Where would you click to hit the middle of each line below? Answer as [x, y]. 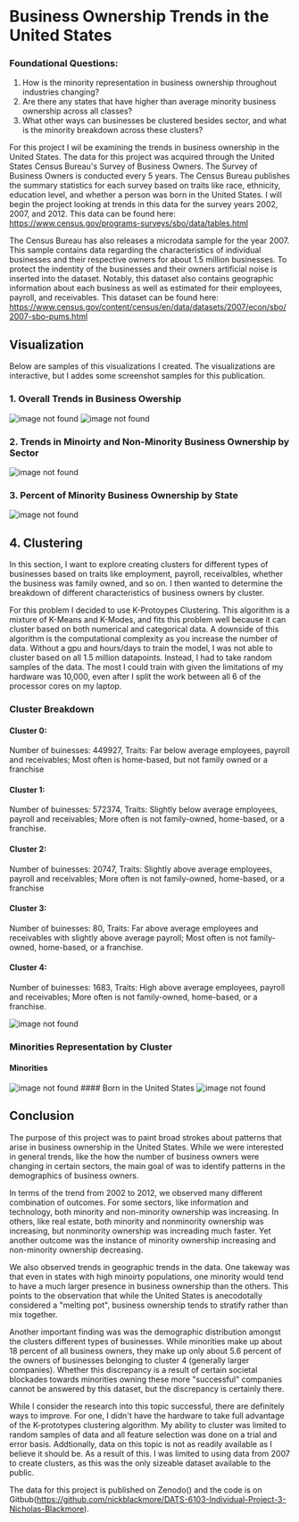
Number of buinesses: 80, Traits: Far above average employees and [134, 928]
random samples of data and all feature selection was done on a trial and [143, 1434]
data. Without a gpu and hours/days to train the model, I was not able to [141, 648]
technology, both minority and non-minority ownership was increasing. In [144, 1211]
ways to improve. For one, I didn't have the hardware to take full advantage [147, 1415]
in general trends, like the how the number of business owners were [134, 1156]
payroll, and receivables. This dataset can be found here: [114, 297]
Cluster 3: [28, 908]
